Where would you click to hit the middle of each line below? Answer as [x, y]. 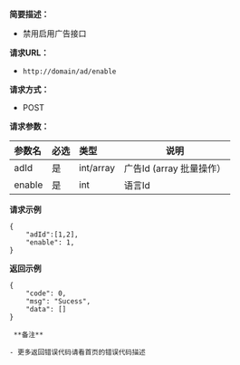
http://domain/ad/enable [69, 72]
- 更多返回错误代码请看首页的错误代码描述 [78, 352]
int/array [97, 168]
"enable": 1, [50, 243]
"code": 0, [46, 293]
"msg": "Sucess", [58, 302]
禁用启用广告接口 [54, 34]
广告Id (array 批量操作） [175, 168]
